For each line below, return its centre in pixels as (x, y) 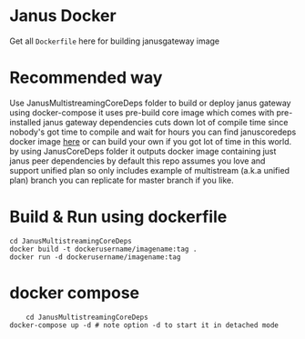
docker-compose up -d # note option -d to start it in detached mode (144, 325)
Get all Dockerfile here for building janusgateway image (115, 41)
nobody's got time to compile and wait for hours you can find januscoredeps (153, 132)
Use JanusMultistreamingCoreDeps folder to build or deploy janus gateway (150, 103)
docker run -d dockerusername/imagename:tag (95, 257)
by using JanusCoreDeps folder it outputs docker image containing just (143, 151)
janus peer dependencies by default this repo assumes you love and (137, 161)
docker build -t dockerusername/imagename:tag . (103, 249)
